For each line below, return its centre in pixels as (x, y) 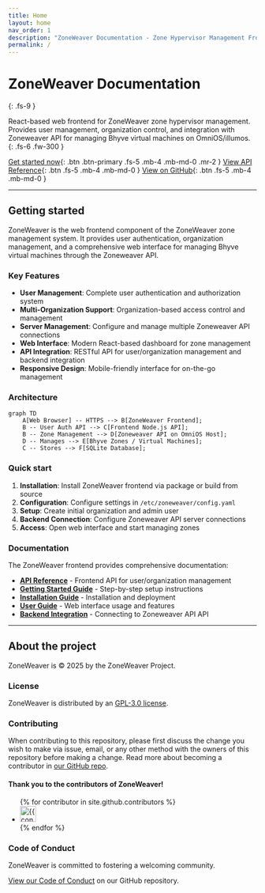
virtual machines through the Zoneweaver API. (84, 255)
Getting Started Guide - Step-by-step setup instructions (111, 589)
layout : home (30, 23)
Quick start (30, 468)
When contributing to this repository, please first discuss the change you (126, 741)
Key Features (34, 275)
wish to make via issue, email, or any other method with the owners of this (129, 749)
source (31, 494)
